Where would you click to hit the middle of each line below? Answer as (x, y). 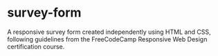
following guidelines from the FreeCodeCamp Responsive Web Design (107, 39)
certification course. (36, 46)
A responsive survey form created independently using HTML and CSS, (109, 32)
